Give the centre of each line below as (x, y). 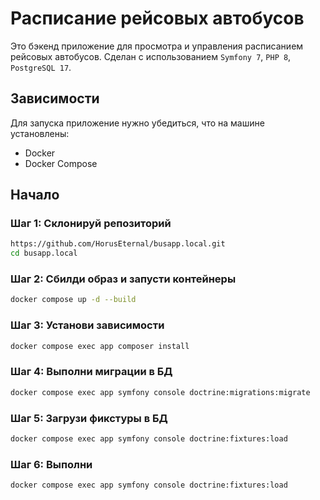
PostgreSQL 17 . (41, 67)
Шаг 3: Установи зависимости (87, 325)
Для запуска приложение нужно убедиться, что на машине (137, 123)
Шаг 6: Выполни (51, 464)
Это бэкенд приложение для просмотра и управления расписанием (157, 46)
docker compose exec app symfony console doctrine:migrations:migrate (160, 392)
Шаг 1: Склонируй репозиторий (91, 224)
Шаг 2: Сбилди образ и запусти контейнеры (123, 279)
